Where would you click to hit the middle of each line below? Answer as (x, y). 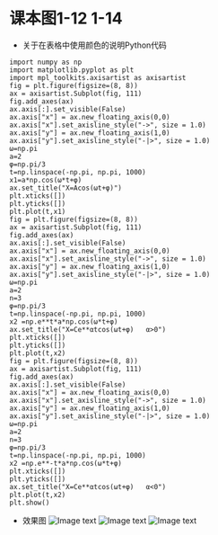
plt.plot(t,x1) (38, 211)
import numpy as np (46, 62)
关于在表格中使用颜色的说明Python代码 (95, 45)
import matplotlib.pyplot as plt (72, 70)
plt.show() (30, 503)
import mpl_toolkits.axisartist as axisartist (98, 77)
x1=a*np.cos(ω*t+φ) (46, 180)
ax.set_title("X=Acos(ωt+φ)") (66, 188)
